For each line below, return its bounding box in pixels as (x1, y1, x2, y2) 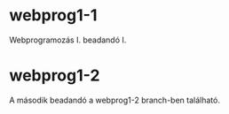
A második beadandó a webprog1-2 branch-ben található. (9, 95, 220, 105)
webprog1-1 (9, 5, 98, 26)
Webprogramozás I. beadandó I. (9, 34, 127, 45)
